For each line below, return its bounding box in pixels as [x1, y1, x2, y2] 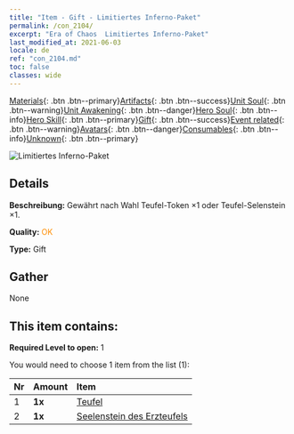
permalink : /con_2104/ [9, 21, 94, 30]
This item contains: [9, 318, 118, 334]
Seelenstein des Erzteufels [76, 410, 189, 422]
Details [9, 176, 49, 191]
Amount [32, 381, 69, 393]
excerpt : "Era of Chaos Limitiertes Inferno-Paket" [9, 29, 209, 38]
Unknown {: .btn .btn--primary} [26, 133, 139, 143]
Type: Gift [9, 244, 46, 254]
